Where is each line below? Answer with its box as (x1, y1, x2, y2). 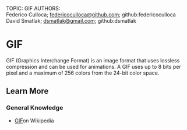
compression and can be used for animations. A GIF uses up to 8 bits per (6, 63, 182, 70)
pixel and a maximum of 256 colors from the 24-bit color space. (6, 69, 160, 76)
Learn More (6, 86, 49, 96)
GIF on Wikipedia (14, 117, 54, 124)
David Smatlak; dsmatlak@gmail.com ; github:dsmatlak (6, 17, 137, 24)
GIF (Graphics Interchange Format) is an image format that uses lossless (6, 57, 180, 64)
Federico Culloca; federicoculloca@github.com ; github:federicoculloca (6, 11, 176, 18)
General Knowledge (6, 104, 63, 112)
